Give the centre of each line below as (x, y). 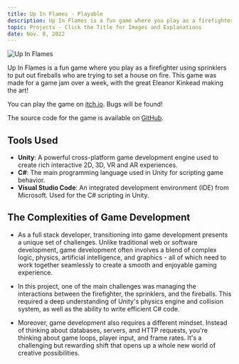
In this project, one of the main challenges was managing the (107, 286)
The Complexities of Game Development (99, 218)
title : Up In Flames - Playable (55, 14)
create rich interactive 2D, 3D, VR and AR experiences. (97, 165)
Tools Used (33, 140)
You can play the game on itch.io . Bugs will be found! (85, 105)
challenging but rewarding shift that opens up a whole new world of (116, 345)
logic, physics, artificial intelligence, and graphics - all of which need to (122, 257)
